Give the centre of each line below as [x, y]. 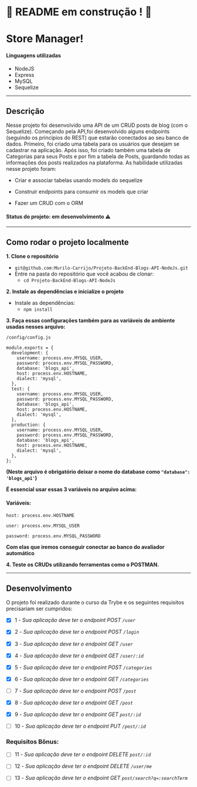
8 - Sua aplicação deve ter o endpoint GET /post [74, 702]
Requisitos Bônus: [33, 741]
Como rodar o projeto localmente [67, 242]
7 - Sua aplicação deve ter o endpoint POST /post [75, 691]
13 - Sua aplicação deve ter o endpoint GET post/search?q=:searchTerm [101, 778]
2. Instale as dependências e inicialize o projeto [65, 292]
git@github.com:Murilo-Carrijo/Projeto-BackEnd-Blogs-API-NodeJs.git [101, 268]
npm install [38, 310]
